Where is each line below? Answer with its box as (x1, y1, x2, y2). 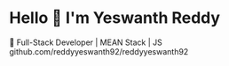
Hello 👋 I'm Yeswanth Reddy (9, 8, 220, 28)
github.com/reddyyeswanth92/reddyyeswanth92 (9, 46, 189, 56)
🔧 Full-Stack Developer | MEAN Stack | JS (9, 37, 162, 48)
